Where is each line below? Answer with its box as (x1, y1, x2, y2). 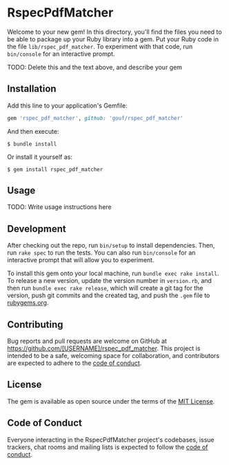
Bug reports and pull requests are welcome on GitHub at (7, 337, 168, 346)
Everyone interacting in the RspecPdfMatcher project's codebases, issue (7, 435, 215, 444)
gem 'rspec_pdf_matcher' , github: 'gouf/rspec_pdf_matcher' (7, 115, 184, 121)
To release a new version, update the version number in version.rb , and (7, 277, 212, 285)
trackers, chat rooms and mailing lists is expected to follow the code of (7, 443, 208, 451)
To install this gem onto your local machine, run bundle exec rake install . (7, 269, 219, 277)
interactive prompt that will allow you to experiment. (7, 256, 155, 264)
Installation (7, 83, 57, 95)
